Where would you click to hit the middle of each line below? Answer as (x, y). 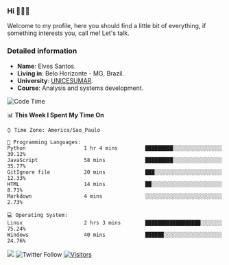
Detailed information (42, 51)
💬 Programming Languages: (44, 142)
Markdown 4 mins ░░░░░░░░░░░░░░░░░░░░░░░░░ (115, 196)
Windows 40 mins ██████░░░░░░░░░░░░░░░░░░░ (115, 235)
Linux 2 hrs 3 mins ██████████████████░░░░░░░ (115, 222)
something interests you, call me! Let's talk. (69, 33)
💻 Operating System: (38, 215)
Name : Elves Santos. (47, 66)
